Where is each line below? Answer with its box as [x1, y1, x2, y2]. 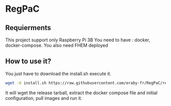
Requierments [5, 23, 51, 32]
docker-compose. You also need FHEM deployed [5, 42, 108, 48]
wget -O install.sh [5, 80, 47, 86]
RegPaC [5, 3, 40, 15]
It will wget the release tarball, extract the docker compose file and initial [5, 90, 158, 96]
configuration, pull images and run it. [5, 95, 82, 101]
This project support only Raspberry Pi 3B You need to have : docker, [5, 37, 150, 43]
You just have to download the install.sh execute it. [5, 70, 111, 76]
